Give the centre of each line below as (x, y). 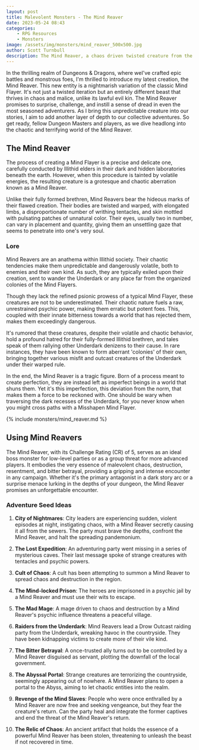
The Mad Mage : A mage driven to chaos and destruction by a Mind (97, 608)
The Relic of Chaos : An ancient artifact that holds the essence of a (97, 729)
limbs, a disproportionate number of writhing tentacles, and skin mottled (94, 212)
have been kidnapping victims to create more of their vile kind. (91, 639)
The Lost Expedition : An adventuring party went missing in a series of (101, 549)
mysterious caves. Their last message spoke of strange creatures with (101, 555)
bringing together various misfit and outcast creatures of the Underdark (94, 358)
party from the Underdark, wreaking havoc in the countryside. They (97, 632)
